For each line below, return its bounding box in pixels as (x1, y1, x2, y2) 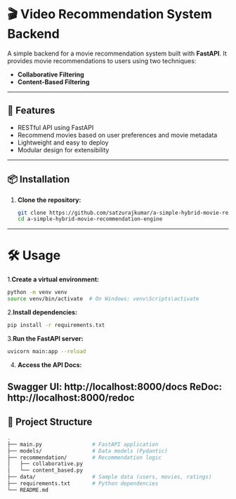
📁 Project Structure (7, 415, 93, 427)
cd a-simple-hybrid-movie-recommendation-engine (17, 215, 163, 222)
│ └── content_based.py (7, 467, 83, 474)
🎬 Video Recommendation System (7, 6, 213, 22)
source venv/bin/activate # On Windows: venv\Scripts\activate (7, 295, 199, 302)
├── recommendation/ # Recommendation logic (7, 454, 162, 461)
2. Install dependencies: (7, 308, 78, 317)
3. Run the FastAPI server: (7, 334, 84, 342)
